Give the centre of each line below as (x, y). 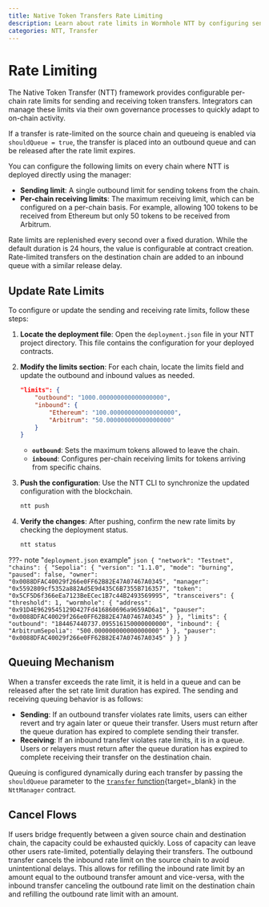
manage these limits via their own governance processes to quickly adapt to (134, 110)
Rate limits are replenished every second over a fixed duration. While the (128, 240)
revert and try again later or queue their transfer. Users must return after (139, 722)
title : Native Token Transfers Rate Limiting (85, 16)
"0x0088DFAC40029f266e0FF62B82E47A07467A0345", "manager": (109, 582)
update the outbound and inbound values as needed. (107, 376)
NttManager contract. (42, 789)
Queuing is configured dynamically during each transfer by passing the (126, 772)
